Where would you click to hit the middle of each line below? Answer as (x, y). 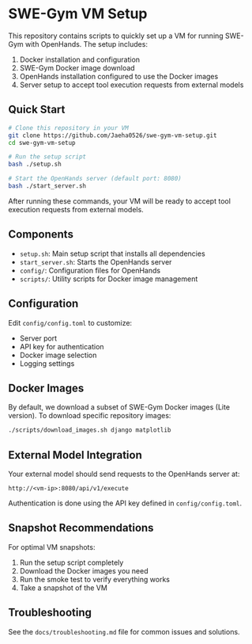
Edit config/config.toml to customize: (70, 322)
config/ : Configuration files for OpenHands (90, 270)
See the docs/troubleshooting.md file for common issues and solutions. (124, 631)
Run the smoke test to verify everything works (95, 579)
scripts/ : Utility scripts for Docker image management (109, 279)
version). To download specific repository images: (90, 416)
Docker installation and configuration (80, 59)
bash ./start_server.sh (47, 186)
